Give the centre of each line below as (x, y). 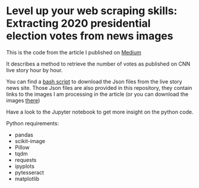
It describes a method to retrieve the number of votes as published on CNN (98, 64)
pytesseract (29, 172)
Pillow (22, 147)
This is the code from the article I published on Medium (74, 52)
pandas (24, 135)
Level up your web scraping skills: (92, 11)
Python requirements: (33, 123)
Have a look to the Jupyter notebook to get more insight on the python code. (100, 112)
